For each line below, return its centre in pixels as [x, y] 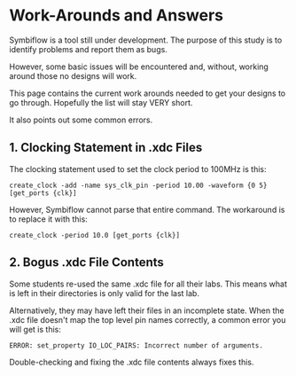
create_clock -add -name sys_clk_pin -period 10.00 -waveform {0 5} [138, 185]
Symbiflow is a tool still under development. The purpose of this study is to [146, 40]
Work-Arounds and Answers [117, 16]
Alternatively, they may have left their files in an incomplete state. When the [147, 310]
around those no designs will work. [73, 75]
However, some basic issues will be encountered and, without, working [139, 67]
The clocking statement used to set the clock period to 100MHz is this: [138, 168]
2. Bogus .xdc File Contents [86, 262]
